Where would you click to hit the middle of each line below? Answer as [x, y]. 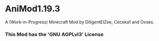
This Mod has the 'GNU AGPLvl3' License [54, 34]
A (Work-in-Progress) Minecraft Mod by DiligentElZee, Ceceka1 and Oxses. [80, 22]
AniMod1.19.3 [33, 9]
